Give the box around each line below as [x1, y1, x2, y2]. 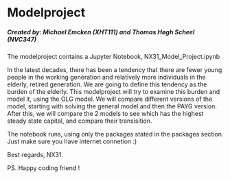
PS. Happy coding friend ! [7, 164, 80, 172]
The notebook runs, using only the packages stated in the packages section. [7, 130, 224, 139]
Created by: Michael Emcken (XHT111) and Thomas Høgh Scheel [7, 27, 195, 36]
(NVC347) [7, 35, 37, 43]
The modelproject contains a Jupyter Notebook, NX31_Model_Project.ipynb [7, 53, 220, 61]
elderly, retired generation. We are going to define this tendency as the [7, 80, 207, 88]
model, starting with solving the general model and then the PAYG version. [7, 102, 218, 110]
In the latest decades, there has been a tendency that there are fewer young [7, 66, 222, 74]
